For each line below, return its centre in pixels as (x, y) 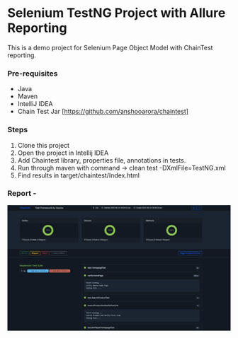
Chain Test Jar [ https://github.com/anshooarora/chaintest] (103, 112)
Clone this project (43, 145)
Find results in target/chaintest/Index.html (79, 175)
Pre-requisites (33, 74)
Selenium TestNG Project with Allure (117, 13)
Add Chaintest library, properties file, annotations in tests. (102, 160)
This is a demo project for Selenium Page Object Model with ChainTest (110, 47)
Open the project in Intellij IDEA (63, 153)
